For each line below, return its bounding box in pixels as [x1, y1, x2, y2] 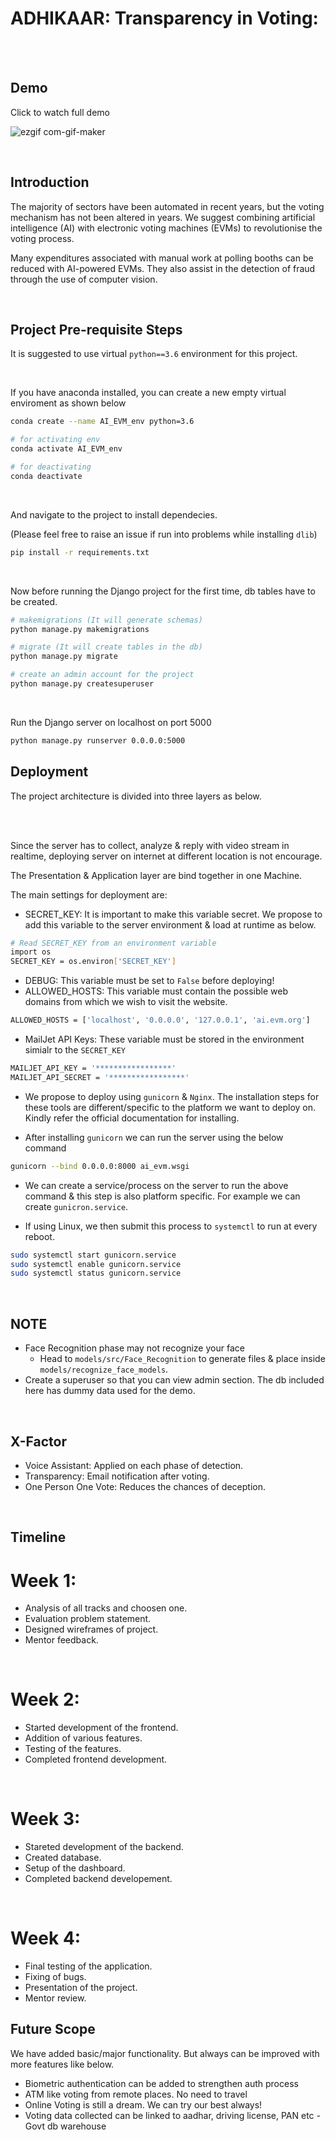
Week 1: [10, 1569, 77, 1592]
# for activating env [10, 435, 101, 445]
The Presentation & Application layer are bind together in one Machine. [10, 869, 303, 881]
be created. [10, 595, 58, 607]
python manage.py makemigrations [10, 624, 150, 634]
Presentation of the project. [24, 1982, 138, 1994]
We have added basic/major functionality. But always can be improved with [10, 2047, 320, 2059]
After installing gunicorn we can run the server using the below [24, 1131, 284, 1143]
